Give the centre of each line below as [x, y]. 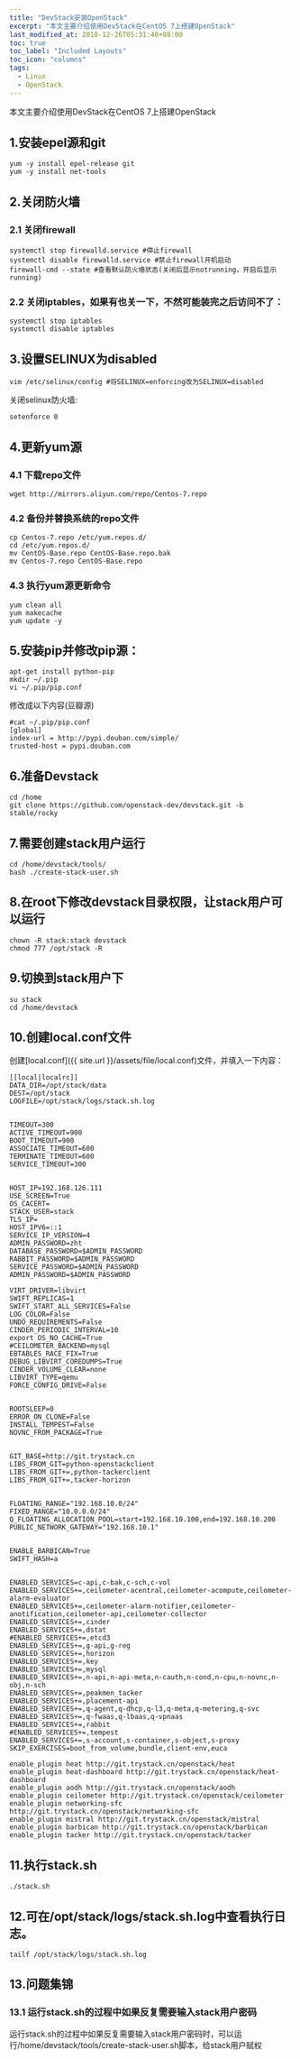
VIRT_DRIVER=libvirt [48, 1291]
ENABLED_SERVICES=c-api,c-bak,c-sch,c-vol [90, 1583]
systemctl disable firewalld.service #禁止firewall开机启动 [120, 261]
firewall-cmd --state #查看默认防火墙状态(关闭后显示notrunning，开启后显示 [143, 270]
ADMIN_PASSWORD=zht [46, 1244]
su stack [26, 999]
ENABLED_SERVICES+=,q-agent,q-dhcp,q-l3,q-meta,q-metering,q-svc [134, 1709]
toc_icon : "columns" [48, 60]
